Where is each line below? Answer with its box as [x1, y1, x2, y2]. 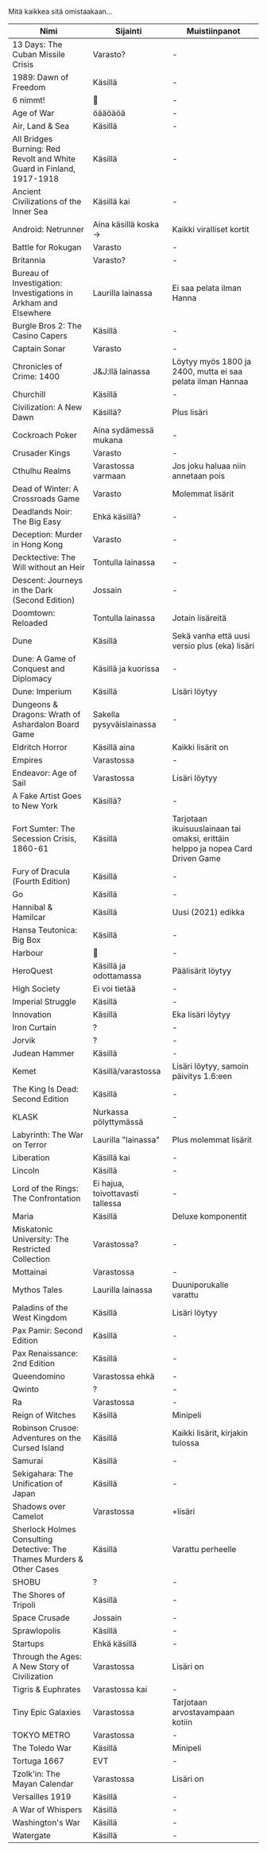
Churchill [12, 389, 46, 400]
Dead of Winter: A [12, 483, 79, 494]
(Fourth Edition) [12, 876, 72, 887]
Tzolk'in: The [12, 1768, 61, 1779]
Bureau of [12, 268, 49, 278]
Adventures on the [12, 1433, 82, 1443]
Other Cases [12, 1564, 60, 1574]
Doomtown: [12, 607, 56, 619]
